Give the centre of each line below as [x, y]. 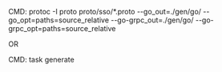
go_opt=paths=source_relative [59, 20]
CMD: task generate [41, 60]
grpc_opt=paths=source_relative [62, 28]
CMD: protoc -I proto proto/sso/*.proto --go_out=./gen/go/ [105, 12]
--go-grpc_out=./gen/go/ [152, 20]
